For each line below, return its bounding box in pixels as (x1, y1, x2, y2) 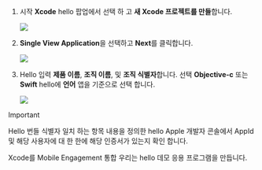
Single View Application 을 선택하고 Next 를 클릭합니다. (19, 39, 194, 47)
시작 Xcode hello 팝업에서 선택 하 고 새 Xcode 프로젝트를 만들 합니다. (19, 7, 233, 16)
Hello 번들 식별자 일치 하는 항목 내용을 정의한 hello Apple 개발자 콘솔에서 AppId (8, 127, 254, 135)
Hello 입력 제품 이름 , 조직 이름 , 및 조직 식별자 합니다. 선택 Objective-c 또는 (19, 70, 249, 79)
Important (8, 110, 40, 120)
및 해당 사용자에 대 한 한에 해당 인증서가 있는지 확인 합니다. (8, 136, 189, 146)
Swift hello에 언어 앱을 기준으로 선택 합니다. (19, 79, 156, 89)
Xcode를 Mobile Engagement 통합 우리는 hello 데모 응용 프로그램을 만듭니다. (8, 153, 248, 162)
